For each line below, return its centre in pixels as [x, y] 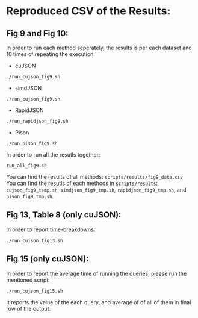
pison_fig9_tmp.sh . [30, 196]
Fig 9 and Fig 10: [37, 33]
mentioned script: [28, 280]
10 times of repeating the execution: [51, 54]
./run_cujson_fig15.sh [35, 291]
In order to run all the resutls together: [53, 154]
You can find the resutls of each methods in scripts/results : [82, 183]
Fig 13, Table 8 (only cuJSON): [64, 215]
